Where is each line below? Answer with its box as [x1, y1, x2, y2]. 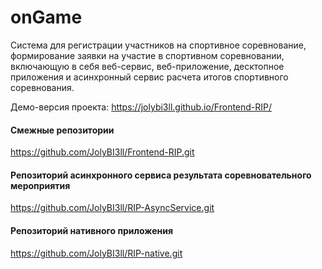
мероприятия [10, 179, 71, 191]
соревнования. [10, 81, 75, 93]
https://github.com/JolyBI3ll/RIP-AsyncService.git [10, 202, 215, 214]
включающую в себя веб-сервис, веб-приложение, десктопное [10, 60, 285, 72]
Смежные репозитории [10, 124, 115, 136]
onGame [10, 6, 83, 29]
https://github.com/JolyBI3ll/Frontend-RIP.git [10, 146, 195, 158]
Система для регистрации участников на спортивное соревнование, [10, 39, 307, 51]
